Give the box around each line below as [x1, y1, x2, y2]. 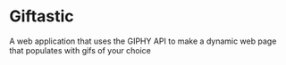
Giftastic [9, 6, 74, 27]
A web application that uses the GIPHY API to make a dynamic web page [9, 36, 277, 46]
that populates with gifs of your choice [9, 45, 152, 55]
